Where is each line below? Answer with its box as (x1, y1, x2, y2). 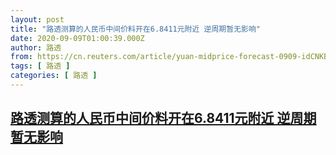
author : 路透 (10, 42, 62, 53)
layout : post (10, 14, 65, 25)
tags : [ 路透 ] (10, 61, 71, 71)
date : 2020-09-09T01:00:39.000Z (10, 33, 145, 43)
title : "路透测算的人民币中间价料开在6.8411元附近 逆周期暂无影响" (10, 24, 261, 34)
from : (10, 52, 33, 62)
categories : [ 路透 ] (10, 71, 98, 81)
